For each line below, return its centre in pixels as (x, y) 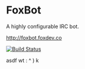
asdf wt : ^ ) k (23, 60)
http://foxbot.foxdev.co (34, 37)
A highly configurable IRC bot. (43, 26)
